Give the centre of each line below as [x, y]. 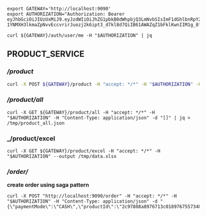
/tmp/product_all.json [36, 123]
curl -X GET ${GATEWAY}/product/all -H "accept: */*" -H [81, 112]
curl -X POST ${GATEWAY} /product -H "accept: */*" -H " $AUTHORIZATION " [100, 84]
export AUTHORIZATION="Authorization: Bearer [66, 14]
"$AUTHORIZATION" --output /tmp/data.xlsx [62, 157]
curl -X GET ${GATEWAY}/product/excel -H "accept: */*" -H [84, 151]
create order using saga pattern [48, 185]
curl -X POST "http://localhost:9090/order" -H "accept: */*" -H [92, 196]
